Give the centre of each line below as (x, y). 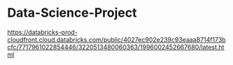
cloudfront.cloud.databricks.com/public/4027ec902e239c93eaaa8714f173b (116, 39)
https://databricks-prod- (43, 32)
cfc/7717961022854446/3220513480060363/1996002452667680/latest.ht (116, 47)
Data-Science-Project (72, 13)
